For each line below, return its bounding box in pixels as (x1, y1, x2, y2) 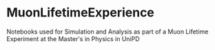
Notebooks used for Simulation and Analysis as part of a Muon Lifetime (6, 27, 209, 36)
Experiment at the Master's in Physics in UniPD (6, 34, 140, 42)
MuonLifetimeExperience (6, 5, 154, 21)
